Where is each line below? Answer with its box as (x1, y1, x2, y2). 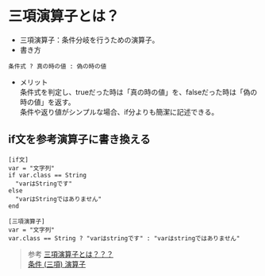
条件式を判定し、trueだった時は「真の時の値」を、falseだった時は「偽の (19, 87, 258, 96)
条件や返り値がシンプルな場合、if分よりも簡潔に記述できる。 (19, 107, 219, 116)
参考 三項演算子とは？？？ (27, 249, 113, 259)
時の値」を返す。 (19, 97, 75, 107)
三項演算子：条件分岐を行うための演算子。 (19, 35, 159, 45)
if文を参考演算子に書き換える (8, 133, 151, 146)
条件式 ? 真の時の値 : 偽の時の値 (8, 62, 107, 70)
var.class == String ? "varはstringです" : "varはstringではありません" (8, 234, 240, 243)
